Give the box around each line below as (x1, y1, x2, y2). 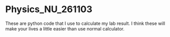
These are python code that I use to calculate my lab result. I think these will (5, 20, 165, 26)
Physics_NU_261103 (5, 4, 93, 15)
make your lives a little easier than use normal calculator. (5, 25, 125, 31)
